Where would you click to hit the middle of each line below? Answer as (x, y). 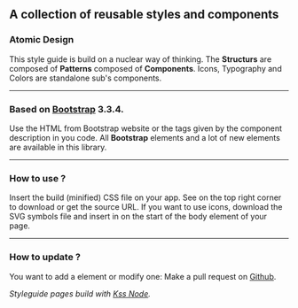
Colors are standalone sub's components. (86, 78)
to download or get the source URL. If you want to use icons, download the (146, 207)
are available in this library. (58, 147)
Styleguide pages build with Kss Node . (80, 293)
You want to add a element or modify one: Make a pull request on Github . (143, 276)
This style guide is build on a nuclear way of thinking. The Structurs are (141, 59)
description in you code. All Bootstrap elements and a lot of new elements (145, 137)
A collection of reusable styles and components (144, 15)
